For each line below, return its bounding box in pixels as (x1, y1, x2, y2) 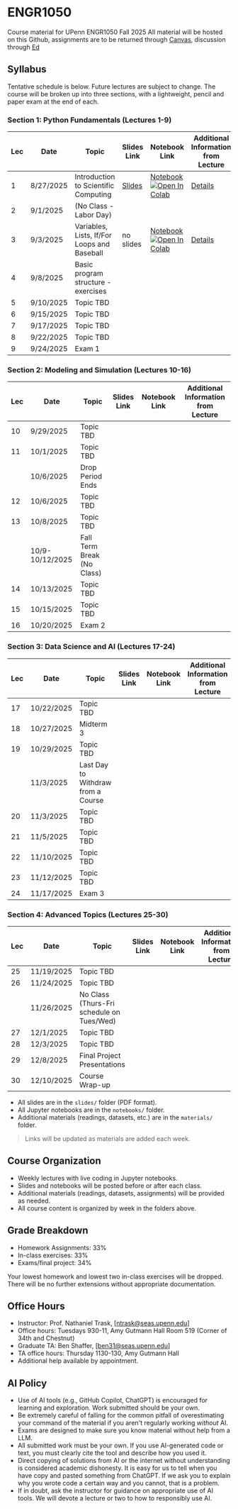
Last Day (79, 759, 108, 769)
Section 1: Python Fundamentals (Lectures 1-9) (7, 115, 172, 125)
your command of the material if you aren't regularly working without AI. (17, 1419, 229, 1427)
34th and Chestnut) (17, 1334, 75, 1342)
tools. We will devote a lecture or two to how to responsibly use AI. (17, 1494, 212, 1503)
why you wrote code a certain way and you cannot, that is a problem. (17, 1479, 220, 1488)
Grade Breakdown (7, 1225, 89, 1237)
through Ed (7, 43, 40, 51)
